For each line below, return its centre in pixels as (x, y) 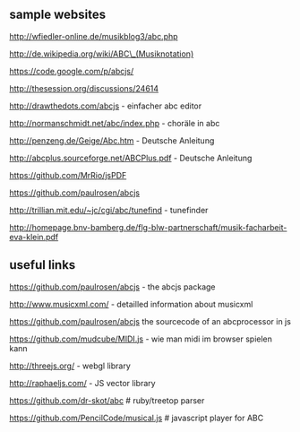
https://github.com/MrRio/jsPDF (68, 175)
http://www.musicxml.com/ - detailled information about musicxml (131, 304)
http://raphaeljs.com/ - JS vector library (82, 383)
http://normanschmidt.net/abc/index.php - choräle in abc (115, 123)
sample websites (58, 15)
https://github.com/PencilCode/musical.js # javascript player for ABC (137, 418)
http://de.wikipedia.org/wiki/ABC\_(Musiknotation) (102, 54)
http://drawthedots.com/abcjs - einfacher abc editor (106, 106)
